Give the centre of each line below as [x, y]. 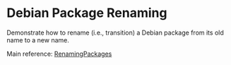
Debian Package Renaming [87, 13]
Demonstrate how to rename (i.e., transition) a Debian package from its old [115, 32]
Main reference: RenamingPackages [59, 54]
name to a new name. [38, 40]
